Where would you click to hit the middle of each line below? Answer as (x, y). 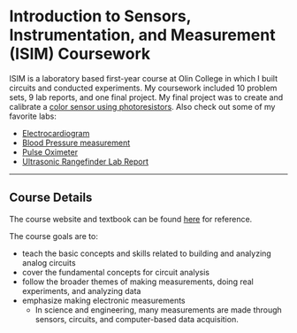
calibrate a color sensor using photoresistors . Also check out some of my (142, 106)
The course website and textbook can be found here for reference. (131, 219)
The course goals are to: (54, 236)
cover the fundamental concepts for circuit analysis (116, 272)
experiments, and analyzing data (81, 290)
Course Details (51, 198)
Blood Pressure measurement (76, 143)
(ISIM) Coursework (80, 54)
